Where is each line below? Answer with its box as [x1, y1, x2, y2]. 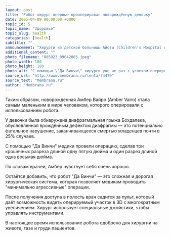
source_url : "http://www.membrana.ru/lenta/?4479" [5, 73, 114, 78]
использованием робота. [5, 107, 60, 113]
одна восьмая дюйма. [5, 154, 53, 160]
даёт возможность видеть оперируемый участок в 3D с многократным [5, 199, 160, 205]
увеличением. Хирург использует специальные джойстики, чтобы [5, 204, 149, 210]
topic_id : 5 [5, 21, 30, 27]
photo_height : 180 [5, 64, 44, 69]
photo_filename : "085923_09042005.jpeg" [5, 54, 92, 60]
